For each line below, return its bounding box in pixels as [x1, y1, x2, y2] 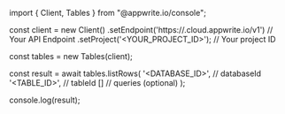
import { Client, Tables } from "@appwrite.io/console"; [9, 8, 206, 18]
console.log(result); [9, 95, 81, 105]
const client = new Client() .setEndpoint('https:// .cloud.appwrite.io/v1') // [9, 25, 273, 34]
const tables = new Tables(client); [9, 51, 133, 61]
